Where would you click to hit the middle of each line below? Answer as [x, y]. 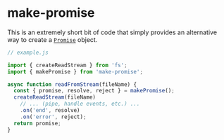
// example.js [28, 52]
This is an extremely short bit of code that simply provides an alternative [112, 32]
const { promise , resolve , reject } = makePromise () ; [94, 91]
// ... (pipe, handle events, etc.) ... [80, 104]
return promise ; [37, 123]
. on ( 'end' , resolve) [50, 111]
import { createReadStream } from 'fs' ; [68, 65]
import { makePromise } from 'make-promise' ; [75, 71]
